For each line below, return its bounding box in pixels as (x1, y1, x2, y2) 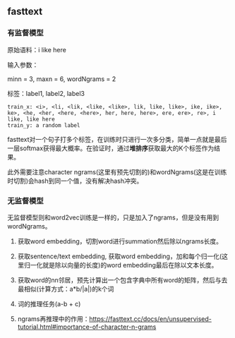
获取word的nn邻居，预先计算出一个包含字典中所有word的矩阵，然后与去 (17, 275, 228, 284)
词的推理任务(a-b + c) (17, 299, 81, 308)
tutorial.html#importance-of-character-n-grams (17, 322, 157, 331)
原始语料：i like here (7, 45, 67, 54)
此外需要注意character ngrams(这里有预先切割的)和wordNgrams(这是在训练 (7, 167, 227, 176)
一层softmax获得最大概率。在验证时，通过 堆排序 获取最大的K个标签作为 (7, 144, 215, 152)
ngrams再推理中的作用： (17, 314, 90, 323)
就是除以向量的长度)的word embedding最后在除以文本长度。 (42, 260, 218, 269)
